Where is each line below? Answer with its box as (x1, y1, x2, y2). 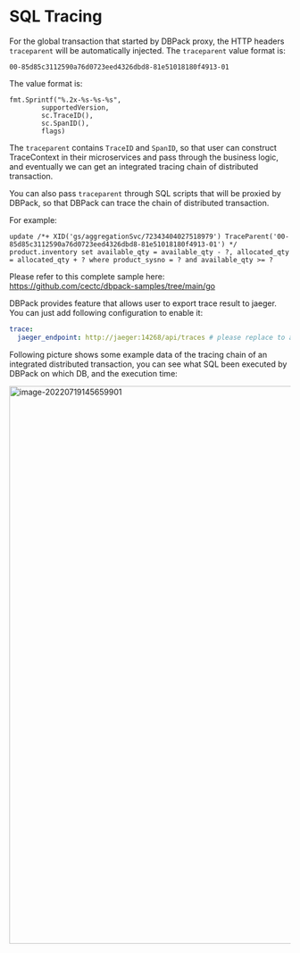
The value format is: (9, 78, 83, 88)
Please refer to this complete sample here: (9, 270, 165, 282)
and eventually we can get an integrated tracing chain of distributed (9, 161, 259, 171)
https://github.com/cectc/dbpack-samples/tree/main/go (9, 280, 216, 291)
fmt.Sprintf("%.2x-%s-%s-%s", (9, 95, 122, 104)
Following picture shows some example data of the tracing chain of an (9, 349, 268, 360)
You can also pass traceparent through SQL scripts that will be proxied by (9, 187, 281, 198)
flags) (41, 127, 66, 136)
